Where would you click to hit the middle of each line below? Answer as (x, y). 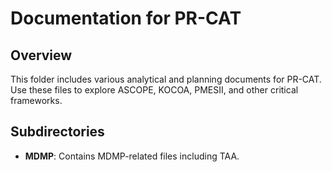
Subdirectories (57, 132)
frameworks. (36, 100)
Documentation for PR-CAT (126, 18)
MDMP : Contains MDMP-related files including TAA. (132, 156)
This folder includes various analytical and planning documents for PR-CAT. (166, 79)
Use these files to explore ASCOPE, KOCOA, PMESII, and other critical (154, 90)
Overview (41, 55)
